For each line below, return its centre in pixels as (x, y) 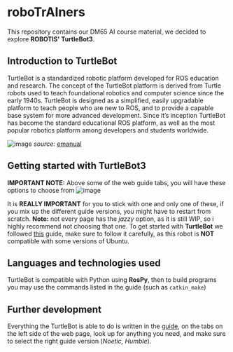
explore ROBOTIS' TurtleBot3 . (51, 39)
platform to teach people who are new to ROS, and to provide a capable (111, 108)
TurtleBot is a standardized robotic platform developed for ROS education (113, 78)
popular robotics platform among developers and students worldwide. (108, 130)
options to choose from (41, 190)
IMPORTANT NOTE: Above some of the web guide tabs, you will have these (116, 182)
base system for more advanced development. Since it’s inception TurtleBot (116, 115)
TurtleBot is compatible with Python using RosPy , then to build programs (112, 280)
